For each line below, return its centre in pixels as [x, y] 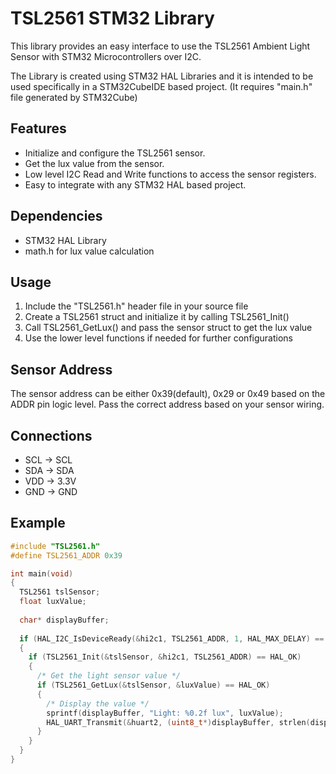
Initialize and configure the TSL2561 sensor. [115, 153]
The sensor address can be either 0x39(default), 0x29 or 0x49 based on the [168, 394]
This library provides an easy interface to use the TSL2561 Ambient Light [160, 46]
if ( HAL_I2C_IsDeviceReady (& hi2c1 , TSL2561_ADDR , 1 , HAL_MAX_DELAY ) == [172, 638]
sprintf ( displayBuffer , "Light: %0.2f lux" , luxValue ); [165, 713]
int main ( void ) [42, 573]
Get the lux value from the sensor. [94, 163]
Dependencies [56, 216]
